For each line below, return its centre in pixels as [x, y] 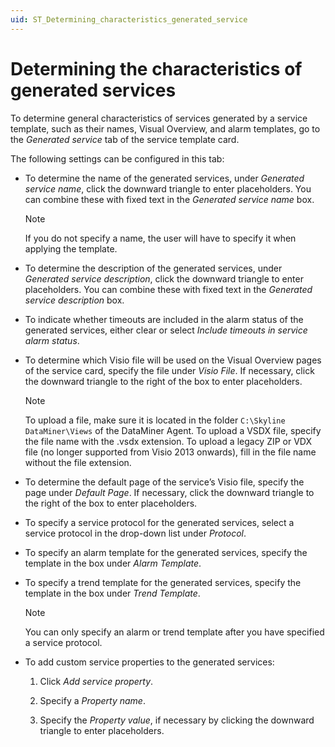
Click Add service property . [96, 681]
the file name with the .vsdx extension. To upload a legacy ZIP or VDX [168, 441]
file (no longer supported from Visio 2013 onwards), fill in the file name [170, 452]
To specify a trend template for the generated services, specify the [163, 582]
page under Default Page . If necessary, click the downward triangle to [169, 492]
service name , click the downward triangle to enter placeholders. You [168, 188]
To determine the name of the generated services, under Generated [164, 178]
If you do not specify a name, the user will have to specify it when [160, 238]
